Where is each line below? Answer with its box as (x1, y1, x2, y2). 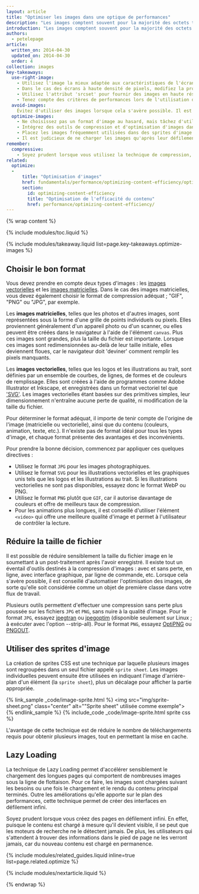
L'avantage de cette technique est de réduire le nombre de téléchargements (6, 726, 191, 734)
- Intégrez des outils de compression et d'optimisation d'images (17, 124, 184, 130)
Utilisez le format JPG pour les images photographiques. (14, 463, 151, 470)
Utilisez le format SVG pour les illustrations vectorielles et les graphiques (14, 469, 190, 477)
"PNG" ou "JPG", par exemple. (6, 298, 80, 305)
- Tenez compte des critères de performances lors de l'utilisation (17, 97, 190, 102)
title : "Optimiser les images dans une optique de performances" (6, 14, 171, 20)
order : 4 (11, 58, 33, 64)
